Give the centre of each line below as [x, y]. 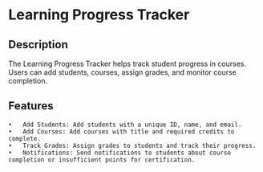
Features [31, 106]
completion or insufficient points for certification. [102, 160]
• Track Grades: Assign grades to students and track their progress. [132, 145]
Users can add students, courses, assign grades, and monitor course [122, 72]
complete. [25, 138]
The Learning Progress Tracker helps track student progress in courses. [127, 63]
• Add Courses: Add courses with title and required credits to [121, 131]
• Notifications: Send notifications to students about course [119, 153]
